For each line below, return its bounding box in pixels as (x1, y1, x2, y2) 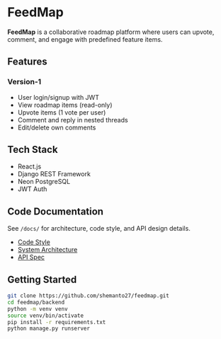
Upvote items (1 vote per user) (17, 108, 106, 117)
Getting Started (7, 273, 77, 285)
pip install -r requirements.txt (7, 318, 106, 326)
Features (7, 56, 47, 68)
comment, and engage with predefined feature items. (7, 35, 163, 43)
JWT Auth (17, 185, 47, 193)
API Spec (17, 253, 45, 262)
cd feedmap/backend (7, 299, 65, 306)
